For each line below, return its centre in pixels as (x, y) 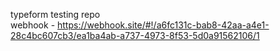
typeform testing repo (55, 14)
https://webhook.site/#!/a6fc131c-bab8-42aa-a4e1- (163, 25)
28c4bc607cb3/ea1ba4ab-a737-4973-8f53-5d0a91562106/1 (135, 35)
